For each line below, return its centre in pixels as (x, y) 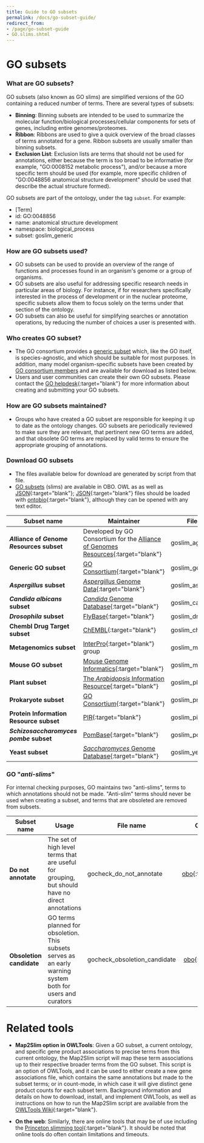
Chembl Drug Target (39, 626)
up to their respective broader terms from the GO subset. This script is (103, 1065)
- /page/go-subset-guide (38, 29)
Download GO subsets (40, 460)
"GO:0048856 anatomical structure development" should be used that (103, 179)
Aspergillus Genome (112, 581)
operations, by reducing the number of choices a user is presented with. (105, 322)
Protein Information (38, 713)
